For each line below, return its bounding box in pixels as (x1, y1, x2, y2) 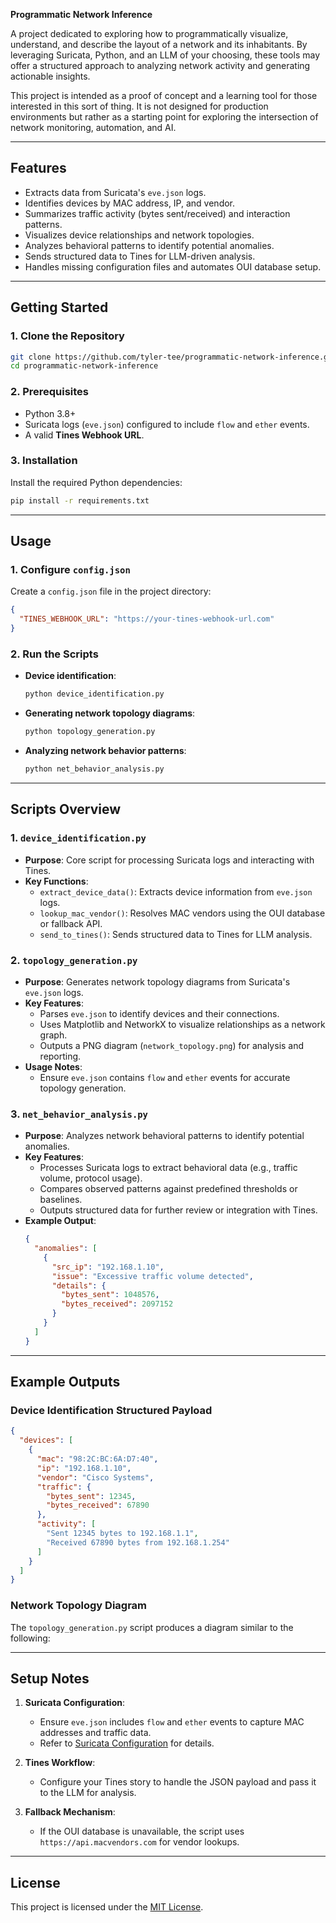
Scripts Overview (10, 801, 122, 818)
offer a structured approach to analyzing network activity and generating (10, 60, 311, 71)
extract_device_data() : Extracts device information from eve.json (39, 885, 313, 898)
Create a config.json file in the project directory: (10, 585, 212, 598)
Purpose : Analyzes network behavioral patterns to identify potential (24, 1130, 305, 1142)
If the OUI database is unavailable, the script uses (39, 1825, 245, 1838)
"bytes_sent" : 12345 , (46, 1491, 137, 1501)
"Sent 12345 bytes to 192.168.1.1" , (46, 1529, 199, 1539)
